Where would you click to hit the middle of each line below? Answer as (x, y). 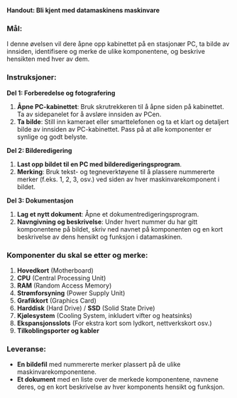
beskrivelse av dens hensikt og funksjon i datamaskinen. (99, 237)
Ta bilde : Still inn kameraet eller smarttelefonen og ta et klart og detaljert (123, 121)
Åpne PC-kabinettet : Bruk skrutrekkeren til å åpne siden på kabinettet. (120, 106)
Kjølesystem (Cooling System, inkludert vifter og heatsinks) (104, 315)
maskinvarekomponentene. (57, 372)
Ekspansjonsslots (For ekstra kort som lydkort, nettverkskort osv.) (114, 323)
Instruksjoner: (32, 77)
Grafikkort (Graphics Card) (57, 300)
